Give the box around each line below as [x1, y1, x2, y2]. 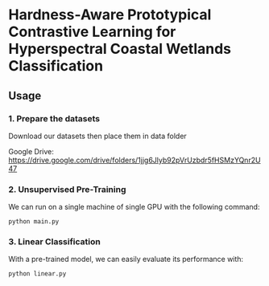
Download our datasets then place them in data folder [8, 131, 187, 141]
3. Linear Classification [8, 236, 101, 247]
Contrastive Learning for [8, 22, 176, 41]
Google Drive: [8, 146, 55, 156]
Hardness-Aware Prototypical [8, 6, 212, 24]
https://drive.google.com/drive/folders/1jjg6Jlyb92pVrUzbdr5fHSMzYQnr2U [8, 155, 261, 165]
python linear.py [8, 270, 67, 278]
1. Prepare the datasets [8, 112, 101, 124]
